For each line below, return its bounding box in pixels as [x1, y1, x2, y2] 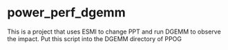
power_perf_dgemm [7, 5, 126, 21]
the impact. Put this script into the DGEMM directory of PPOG [7, 34, 182, 42]
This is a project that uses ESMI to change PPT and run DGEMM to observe [7, 27, 221, 36]
